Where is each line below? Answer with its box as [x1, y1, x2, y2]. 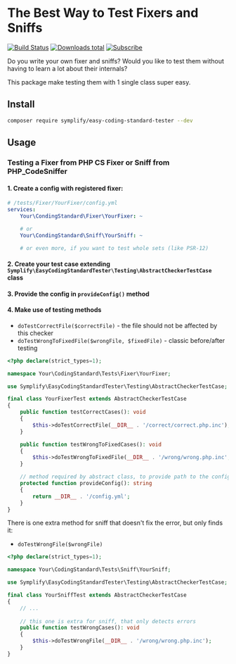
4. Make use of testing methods [7, 306, 102, 314]
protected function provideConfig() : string [20, 480, 152, 487]
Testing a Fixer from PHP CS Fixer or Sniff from [7, 157, 170, 167]
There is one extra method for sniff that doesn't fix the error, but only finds [7, 519, 223, 527]
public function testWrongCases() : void [20, 625, 140, 632]
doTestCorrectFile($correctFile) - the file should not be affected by [17, 321, 218, 330]
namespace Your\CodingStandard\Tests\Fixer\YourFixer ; [7, 370, 171, 377]
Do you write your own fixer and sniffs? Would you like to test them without [7, 56, 225, 65]
